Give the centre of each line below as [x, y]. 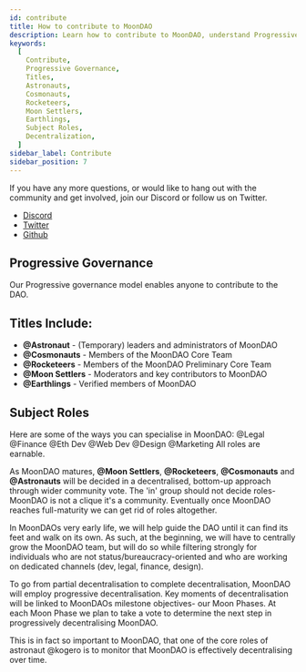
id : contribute [38, 18]
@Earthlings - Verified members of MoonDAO [109, 384]
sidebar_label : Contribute [61, 153]
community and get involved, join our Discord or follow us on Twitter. [138, 198]
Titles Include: [51, 323]
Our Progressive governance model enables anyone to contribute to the [144, 285]
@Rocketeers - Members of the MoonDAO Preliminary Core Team [147, 364]
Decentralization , [61, 137]
